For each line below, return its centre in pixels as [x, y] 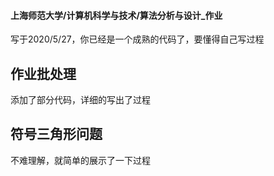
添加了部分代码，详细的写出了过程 [80, 100]
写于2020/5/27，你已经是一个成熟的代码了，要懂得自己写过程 [137, 39]
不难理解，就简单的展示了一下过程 [80, 160]
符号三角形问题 [56, 134]
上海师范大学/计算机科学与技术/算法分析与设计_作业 [116, 15]
